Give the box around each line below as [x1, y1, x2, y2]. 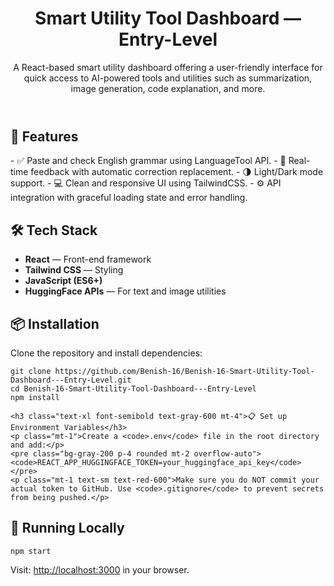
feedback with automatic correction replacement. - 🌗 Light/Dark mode [30, 166, 324, 178]
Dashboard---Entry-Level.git [10, 375, 132, 385]
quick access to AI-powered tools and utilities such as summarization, [23, 72, 313, 84]
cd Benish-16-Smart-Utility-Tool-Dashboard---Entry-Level [10, 383, 257, 394]
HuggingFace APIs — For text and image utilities [24, 285, 227, 297]
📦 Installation [10, 315, 100, 332]
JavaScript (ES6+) [24, 275, 103, 287]
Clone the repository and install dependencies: [10, 347, 203, 359]
